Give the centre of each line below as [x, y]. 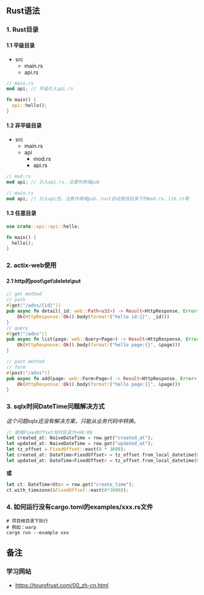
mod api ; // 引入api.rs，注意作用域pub [53, 182]
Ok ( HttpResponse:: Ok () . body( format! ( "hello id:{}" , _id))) [93, 317]
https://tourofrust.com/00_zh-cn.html [62, 585]
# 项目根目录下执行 [27, 521]
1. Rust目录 [22, 30]
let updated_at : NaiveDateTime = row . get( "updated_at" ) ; [80, 444]
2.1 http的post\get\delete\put [43, 280]
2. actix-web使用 [31, 265]
